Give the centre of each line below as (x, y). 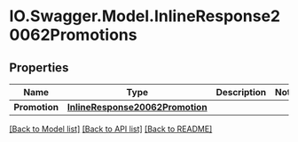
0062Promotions (73, 35)
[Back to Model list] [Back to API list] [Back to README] (111, 129)
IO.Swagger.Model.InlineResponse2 (145, 16)
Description (241, 92)
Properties (39, 67)
